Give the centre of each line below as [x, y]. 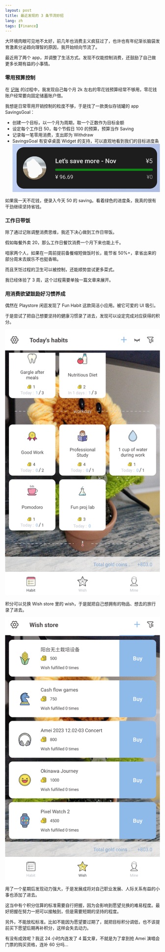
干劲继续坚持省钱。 [25, 207]
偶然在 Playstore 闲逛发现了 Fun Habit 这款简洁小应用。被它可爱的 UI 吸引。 [82, 305]
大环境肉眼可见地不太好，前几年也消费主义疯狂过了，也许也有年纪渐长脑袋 [80, 41]
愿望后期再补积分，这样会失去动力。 [55, 928]
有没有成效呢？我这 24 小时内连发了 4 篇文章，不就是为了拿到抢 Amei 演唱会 [82, 938]
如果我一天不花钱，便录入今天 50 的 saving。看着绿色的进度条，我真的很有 [81, 200]
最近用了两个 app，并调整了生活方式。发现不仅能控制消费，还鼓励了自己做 [81, 58]
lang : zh [14, 21]
